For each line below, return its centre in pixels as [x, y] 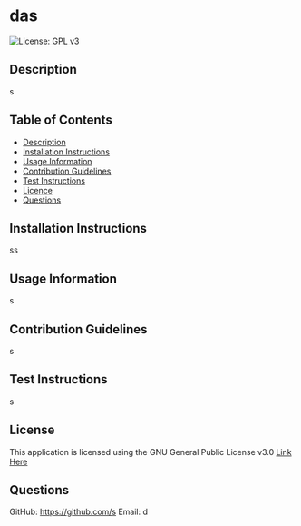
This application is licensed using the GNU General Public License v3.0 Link [150, 452]
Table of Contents [61, 120]
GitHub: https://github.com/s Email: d [78, 512]
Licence [37, 190]
